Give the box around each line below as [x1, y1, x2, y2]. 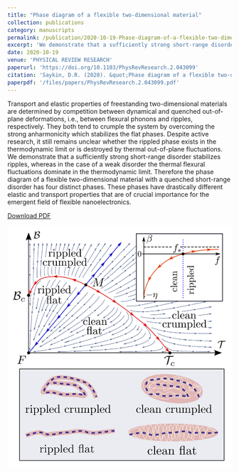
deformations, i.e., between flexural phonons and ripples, [25, 114, 193, 123]
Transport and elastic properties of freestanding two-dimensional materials [7, 100, 228, 108]
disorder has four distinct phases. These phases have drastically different [7, 182, 223, 191]
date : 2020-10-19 [7, 49, 59, 56]
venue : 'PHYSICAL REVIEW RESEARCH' [7, 57, 113, 64]
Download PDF [7, 211, 51, 220]
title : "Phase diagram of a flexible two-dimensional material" [7, 11, 202, 18]
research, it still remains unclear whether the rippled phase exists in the [7, 137, 217, 146]
